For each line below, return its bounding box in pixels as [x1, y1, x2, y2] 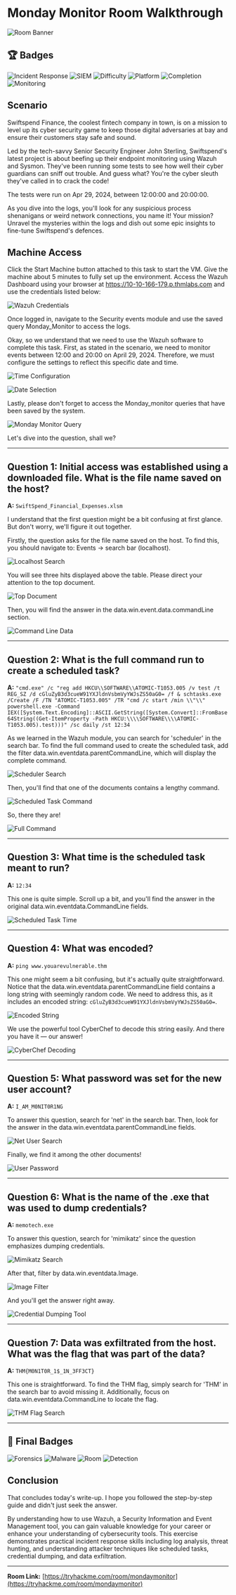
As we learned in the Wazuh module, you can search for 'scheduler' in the [7, 734, 222, 742]
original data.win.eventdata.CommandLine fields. [7, 902, 149, 910]
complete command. [7, 756, 67, 764]
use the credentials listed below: [7, 288, 101, 296]
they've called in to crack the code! [7, 176, 110, 185]
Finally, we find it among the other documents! [7, 1151, 142, 1159]
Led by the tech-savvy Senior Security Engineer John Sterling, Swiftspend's [7, 146, 228, 155]
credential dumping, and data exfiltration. [7, 1551, 127, 1560]
